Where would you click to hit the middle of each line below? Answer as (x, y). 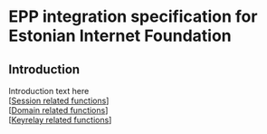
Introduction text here (49, 91)
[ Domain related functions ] (58, 110)
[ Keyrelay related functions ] (60, 120)
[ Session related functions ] (59, 100)
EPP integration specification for (133, 17)
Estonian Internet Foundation (120, 36)
